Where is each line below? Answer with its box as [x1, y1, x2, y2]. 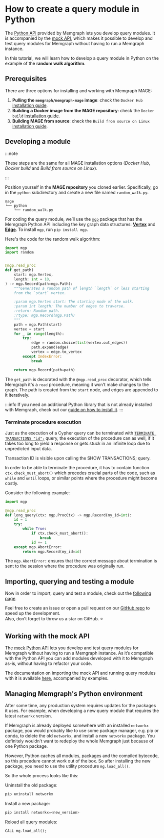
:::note [5, 151, 18, 156]
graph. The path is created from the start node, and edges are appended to [5, 386, 159, 393]
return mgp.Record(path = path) [14, 367, 76, 372]
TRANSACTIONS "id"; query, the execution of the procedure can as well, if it [5, 435, 155, 441]
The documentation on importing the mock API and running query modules [5, 670, 156, 676]
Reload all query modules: [5, 819, 58, 825]
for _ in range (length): [14, 331, 64, 336]
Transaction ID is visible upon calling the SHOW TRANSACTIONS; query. [5, 455, 151, 461]
